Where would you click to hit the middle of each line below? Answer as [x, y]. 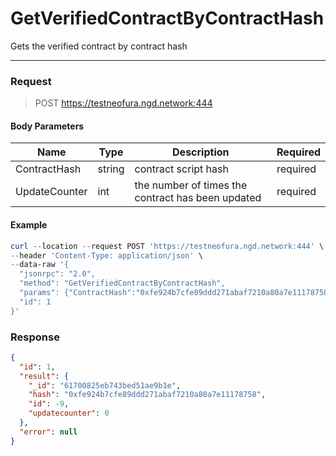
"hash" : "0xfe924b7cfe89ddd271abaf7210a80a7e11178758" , [147, 395]
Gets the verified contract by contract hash [99, 46]
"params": [39, 293]
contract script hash [181, 169]
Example [29, 225]
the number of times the [191, 185]
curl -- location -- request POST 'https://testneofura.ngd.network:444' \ [167, 246]
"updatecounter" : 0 [69, 413]
